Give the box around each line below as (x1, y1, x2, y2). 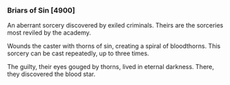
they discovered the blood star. (7, 70, 96, 78)
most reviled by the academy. (7, 28, 91, 37)
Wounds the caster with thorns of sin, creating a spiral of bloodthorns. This (7, 42, 221, 50)
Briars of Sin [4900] (7, 6, 75, 15)
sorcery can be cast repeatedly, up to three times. (7, 49, 150, 57)
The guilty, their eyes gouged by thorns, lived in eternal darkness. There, (7, 63, 214, 71)
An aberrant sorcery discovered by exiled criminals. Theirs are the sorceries (7, 21, 224, 30)
